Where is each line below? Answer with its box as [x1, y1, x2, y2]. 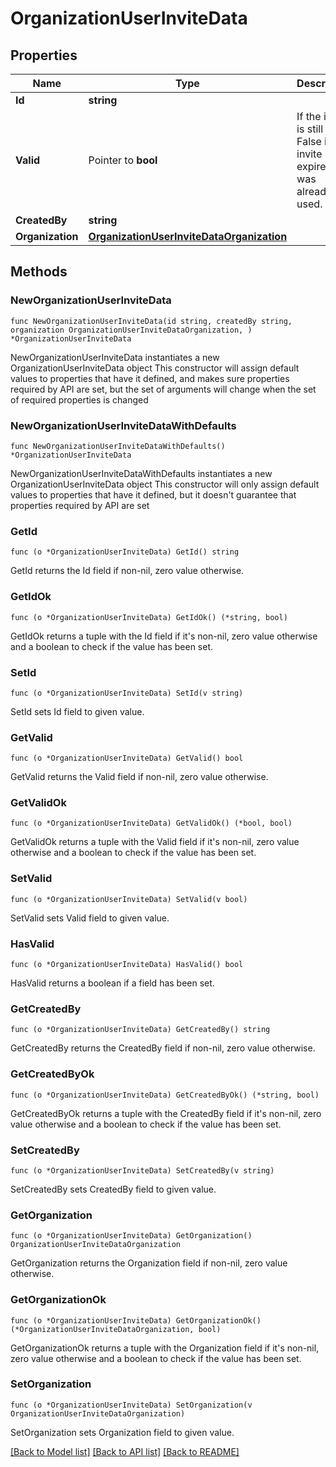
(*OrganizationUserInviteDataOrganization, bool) [10, 1324, 222, 1334]
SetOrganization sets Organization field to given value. [10, 1426, 235, 1438]
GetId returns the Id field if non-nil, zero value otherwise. [10, 565, 245, 577]
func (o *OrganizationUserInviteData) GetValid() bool [10, 753, 244, 764]
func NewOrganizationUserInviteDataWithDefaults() [10, 441, 226, 451]
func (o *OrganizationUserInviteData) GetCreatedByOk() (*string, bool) [10, 1090, 320, 1100]
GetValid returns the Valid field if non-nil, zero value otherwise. [10, 771, 269, 783]
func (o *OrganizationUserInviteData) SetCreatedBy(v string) [10, 1165, 275, 1176]
